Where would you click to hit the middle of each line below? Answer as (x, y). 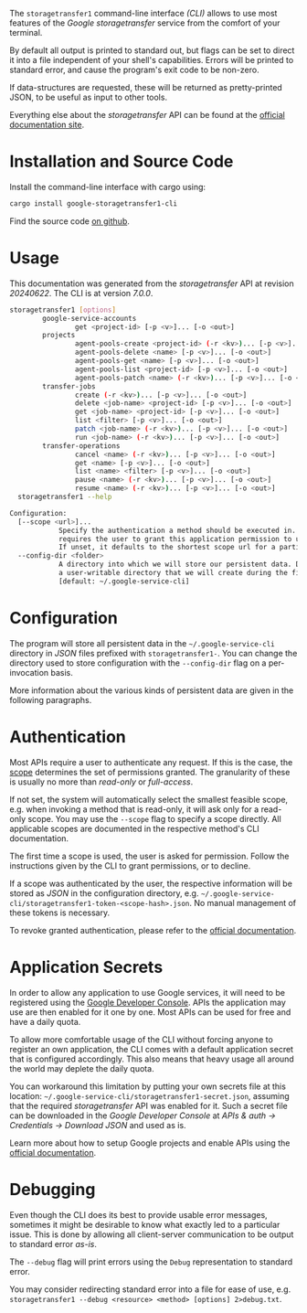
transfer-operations (81, 446)
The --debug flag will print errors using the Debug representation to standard (151, 1262)
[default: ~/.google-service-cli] (124, 581)
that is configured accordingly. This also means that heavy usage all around (152, 1059)
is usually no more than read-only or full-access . (101, 782)
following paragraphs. (51, 699)
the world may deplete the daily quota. (82, 1068)
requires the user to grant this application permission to (175, 539)
